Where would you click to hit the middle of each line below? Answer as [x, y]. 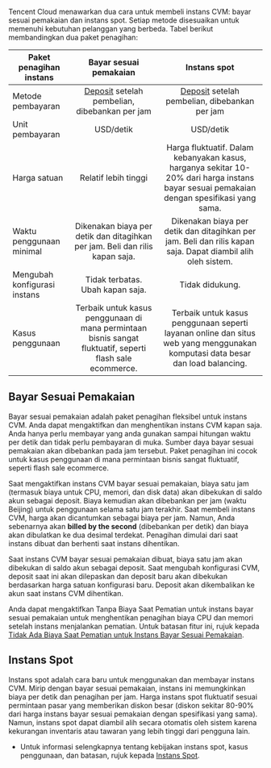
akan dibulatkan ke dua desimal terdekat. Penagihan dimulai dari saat [123, 535]
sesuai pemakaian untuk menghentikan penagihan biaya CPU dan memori [131, 617]
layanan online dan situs [210, 333]
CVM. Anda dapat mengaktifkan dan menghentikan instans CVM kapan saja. [135, 425]
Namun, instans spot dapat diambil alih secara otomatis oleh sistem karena [133, 722]
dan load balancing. [210, 363]
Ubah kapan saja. [113, 290]
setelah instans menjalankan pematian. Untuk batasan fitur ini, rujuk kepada [134, 626]
